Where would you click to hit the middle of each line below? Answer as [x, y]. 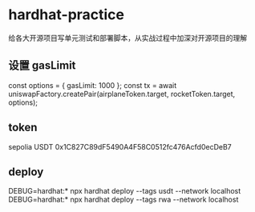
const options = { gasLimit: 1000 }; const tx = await [93, 85]
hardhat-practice [67, 15]
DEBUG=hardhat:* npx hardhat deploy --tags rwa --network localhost [123, 200]
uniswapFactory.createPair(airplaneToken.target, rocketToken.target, [122, 94]
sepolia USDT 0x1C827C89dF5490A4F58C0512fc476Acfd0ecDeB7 [120, 146]
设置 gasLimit [42, 66]
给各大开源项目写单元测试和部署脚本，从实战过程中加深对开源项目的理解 [127, 38]
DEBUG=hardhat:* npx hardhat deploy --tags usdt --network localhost [125, 191]
